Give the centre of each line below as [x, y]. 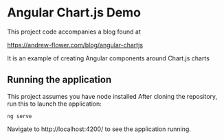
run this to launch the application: [54, 104]
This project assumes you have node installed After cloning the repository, [112, 96]
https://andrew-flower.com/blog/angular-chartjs [75, 45]
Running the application [59, 80]
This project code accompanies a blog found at [74, 32]
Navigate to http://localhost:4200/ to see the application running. [99, 129]
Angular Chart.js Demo [74, 13]
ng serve [20, 116]
